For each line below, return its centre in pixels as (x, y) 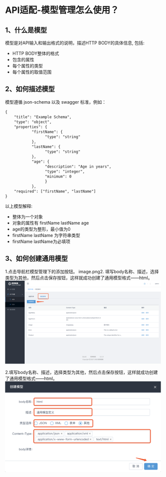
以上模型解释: (19, 206)
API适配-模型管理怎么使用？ (62, 10)
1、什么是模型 (26, 30)
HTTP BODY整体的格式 (36, 53)
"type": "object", (33, 122)
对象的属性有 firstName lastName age (50, 223)
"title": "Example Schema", (43, 117)
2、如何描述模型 (30, 89)
